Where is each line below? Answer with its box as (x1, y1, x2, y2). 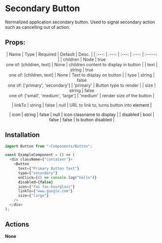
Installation (5, 131, 40, 139)
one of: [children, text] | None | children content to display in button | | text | (6, 61, 158, 67)
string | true (70, 67, 94, 73)
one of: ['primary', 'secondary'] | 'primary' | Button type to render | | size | (7, 82, 156, 88)
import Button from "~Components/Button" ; (5, 144, 92, 149)
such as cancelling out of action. (5, 24, 71, 30)
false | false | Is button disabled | (49, 116, 115, 122)
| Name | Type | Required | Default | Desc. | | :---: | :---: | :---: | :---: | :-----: (6, 51, 157, 57)
